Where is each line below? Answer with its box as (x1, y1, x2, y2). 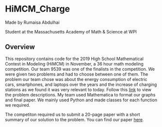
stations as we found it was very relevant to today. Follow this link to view (5, 86, 152, 93)
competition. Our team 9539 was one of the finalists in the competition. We (5, 66, 155, 72)
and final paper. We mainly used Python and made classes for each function (5, 97, 158, 103)
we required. (5, 102, 31, 108)
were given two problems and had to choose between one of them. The (5, 71, 148, 77)
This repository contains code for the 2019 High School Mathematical (5, 56, 144, 62)
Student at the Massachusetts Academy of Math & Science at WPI (5, 29, 137, 34)
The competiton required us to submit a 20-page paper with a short (5, 111, 140, 117)
